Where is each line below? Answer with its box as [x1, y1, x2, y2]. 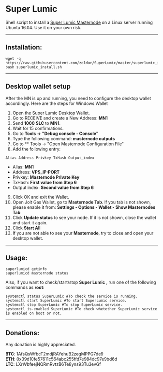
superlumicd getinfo [5, 267, 47, 271]
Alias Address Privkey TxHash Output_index [5, 155, 95, 160]
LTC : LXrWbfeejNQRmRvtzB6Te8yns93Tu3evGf [5, 361, 101, 367]
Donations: [5, 329, 40, 337]
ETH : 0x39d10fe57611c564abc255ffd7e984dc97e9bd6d [5, 356, 118, 362]
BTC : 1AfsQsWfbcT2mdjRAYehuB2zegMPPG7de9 [5, 351, 104, 357]
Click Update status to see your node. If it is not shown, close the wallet [12, 215, 157, 220]
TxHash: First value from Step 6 [12, 179, 77, 185]
